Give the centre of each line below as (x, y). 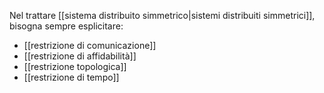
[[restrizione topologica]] (75, 66)
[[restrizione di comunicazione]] (90, 45)
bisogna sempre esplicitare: (66, 26)
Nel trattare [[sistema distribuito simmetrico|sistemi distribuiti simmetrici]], (162, 15)
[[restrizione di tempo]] (71, 77)
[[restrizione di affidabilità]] (80, 56)
